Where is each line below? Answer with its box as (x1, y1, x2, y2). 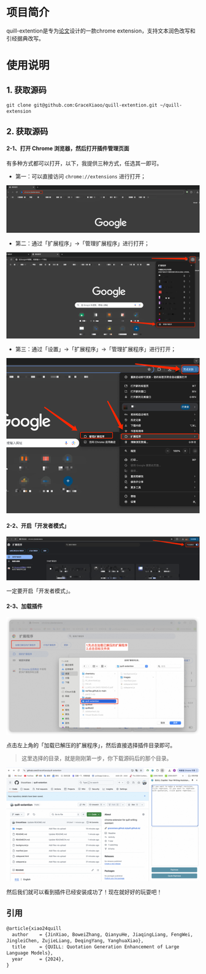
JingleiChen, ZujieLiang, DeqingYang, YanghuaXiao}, (6, 937, 144, 944)
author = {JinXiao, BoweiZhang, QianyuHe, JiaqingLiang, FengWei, (12, 931, 193, 938)
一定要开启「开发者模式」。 (6, 587, 74, 595)
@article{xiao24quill (6, 925, 62, 932)
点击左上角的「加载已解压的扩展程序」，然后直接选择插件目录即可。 (6, 741, 176, 748)
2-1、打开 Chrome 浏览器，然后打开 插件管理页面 (6, 145, 130, 152)
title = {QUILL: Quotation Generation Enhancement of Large (12, 943, 180, 950)
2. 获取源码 (6, 126, 48, 137)
